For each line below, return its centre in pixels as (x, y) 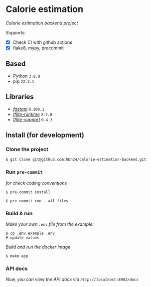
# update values (22, 238)
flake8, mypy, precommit (38, 48)
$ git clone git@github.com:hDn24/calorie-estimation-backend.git (76, 160)
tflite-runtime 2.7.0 (32, 114)
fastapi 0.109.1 (28, 109)
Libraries (20, 97)
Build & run (19, 213)
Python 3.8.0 (26, 76)
